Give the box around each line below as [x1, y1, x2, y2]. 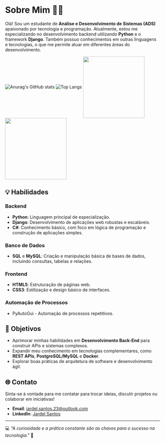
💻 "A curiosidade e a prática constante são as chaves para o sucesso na [5, 425, 155, 431]
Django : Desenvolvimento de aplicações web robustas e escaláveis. [12, 219, 151, 225]
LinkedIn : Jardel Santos [12, 411, 61, 417]
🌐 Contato [5, 378, 37, 386]
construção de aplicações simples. [12, 229, 83, 235]
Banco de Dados [5, 242, 45, 249]
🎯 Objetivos [5, 324, 41, 333]
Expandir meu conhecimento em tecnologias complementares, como [12, 348, 152, 354]
